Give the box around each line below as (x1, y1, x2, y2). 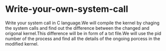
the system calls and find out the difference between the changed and (5, 25, 150, 31)
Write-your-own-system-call (5, 3, 129, 15)
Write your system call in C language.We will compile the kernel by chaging (5, 20, 160, 26)
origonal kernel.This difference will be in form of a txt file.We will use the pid (5, 30, 162, 36)
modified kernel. (5, 41, 39, 47)
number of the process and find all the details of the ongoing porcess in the (5, 36, 161, 42)
